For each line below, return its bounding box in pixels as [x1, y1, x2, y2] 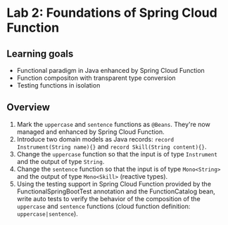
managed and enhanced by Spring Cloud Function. [16, 128, 165, 136]
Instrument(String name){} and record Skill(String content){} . [16, 142, 207, 151]
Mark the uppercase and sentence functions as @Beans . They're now [16, 120, 210, 128]
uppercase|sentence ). [16, 209, 78, 218]
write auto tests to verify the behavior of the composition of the [16, 194, 201, 203]
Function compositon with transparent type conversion [16, 74, 177, 82]
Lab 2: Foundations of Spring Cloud [6, 5, 217, 21]
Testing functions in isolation [16, 81, 101, 89]
